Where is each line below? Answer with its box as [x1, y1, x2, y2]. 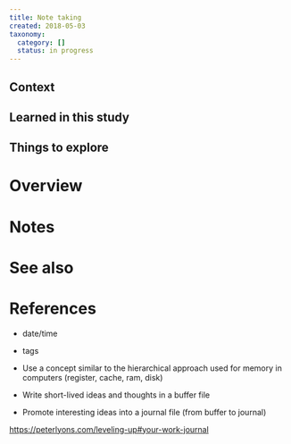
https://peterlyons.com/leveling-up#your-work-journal [9, 423, 210, 434]
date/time [21, 328, 58, 339]
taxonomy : [9, 29, 46, 38]
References [9, 298, 96, 319]
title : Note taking [9, 13, 82, 22]
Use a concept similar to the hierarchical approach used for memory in [21, 363, 283, 373]
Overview [9, 176, 83, 197]
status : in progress [17, 46, 94, 55]
